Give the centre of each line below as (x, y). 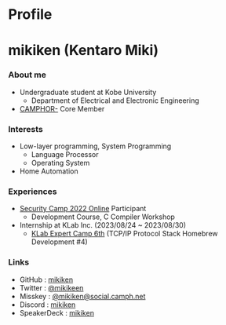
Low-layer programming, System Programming (95, 146)
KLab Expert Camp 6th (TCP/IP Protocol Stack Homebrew (124, 234)
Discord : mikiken (47, 305)
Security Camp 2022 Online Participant (83, 209)
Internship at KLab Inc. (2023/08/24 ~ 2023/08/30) (103, 225)
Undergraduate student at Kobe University (88, 92)
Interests (26, 129)
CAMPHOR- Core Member (62, 108)
